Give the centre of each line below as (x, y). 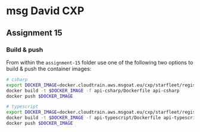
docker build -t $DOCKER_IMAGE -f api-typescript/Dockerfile (84, 118)
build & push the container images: (49, 69)
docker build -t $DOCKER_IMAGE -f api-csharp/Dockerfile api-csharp (93, 91)
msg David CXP (45, 11)
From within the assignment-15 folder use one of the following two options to (100, 62)
